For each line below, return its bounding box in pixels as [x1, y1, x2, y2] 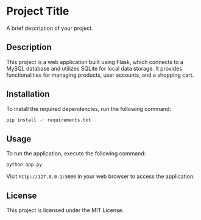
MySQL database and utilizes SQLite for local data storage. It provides [6, 65, 183, 72]
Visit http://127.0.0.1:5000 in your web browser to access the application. [6, 172, 195, 180]
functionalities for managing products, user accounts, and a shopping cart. [6, 71, 194, 79]
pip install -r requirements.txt [6, 117, 91, 123]
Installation [6, 89, 50, 99]
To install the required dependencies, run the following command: [6, 105, 172, 112]
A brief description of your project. [6, 24, 93, 32]
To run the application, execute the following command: [6, 150, 146, 157]
